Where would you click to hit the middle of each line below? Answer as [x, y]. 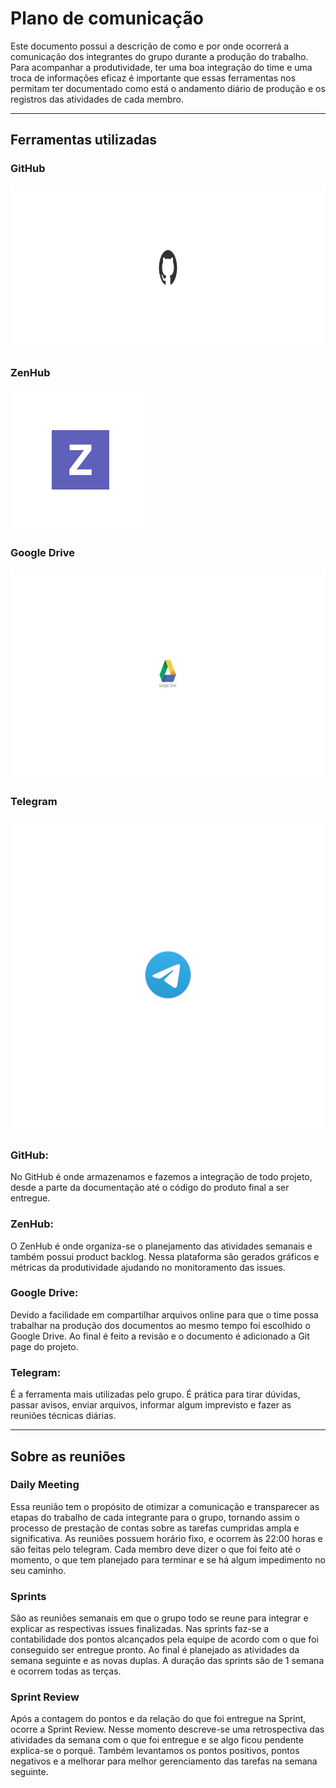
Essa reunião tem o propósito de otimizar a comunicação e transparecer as [165, 1506]
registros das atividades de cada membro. [97, 99]
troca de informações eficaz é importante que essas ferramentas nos [153, 78]
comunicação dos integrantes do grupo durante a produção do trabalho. [159, 56]
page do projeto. [44, 1346]
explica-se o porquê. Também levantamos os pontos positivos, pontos [155, 1751]
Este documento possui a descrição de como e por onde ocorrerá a [150, 46]
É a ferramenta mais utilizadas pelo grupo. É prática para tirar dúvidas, [155, 1394]
